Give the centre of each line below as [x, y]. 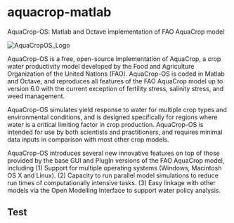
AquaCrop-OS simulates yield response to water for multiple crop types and [117, 109]
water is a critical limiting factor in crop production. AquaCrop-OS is [105, 124]
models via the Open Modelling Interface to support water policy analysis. [114, 190]
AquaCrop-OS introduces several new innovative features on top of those [113, 153]
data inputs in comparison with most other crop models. [88, 139]
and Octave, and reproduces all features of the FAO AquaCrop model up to [115, 81]
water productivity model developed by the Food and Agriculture [101, 66]
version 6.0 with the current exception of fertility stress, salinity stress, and [116, 88]
